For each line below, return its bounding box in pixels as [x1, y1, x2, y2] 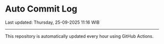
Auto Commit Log [5, 3, 78, 15]
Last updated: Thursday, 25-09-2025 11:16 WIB [5, 19, 100, 25]
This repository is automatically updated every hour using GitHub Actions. [5, 33, 154, 39]
